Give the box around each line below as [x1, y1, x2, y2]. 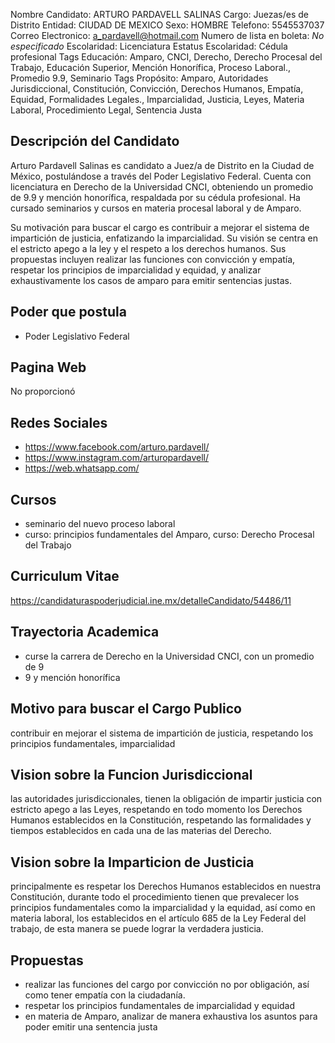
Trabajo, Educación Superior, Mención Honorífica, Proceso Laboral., [10, 62, 291, 73]
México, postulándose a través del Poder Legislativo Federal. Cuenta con [10, 170, 312, 182]
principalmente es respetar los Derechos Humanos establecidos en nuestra [10, 880, 322, 893]
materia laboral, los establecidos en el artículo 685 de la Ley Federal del [10, 912, 307, 924]
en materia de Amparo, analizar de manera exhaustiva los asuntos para [24, 1010, 318, 1022]
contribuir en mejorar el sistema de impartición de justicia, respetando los [10, 727, 314, 739]
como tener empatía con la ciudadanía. [24, 989, 186, 1001]
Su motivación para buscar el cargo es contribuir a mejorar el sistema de [10, 221, 310, 233]
